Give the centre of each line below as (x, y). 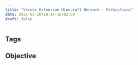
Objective (21, 56)
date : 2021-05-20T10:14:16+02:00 (40, 14)
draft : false (19, 19)
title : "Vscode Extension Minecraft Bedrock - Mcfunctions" (70, 10)
